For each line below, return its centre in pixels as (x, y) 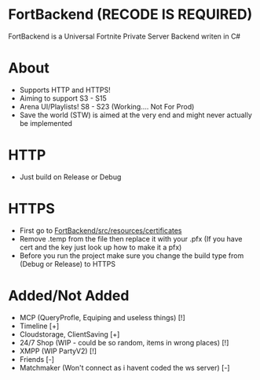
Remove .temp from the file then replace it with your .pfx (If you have (131, 238)
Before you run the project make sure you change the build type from (132, 255)
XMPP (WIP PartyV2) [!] (58, 351)
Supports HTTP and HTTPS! (65, 90)
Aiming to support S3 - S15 (63, 98)
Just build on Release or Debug (70, 177)
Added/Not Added (69, 295)
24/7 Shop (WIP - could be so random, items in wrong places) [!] (124, 342)
